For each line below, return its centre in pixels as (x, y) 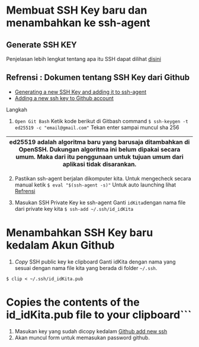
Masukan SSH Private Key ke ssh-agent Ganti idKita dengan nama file (100, 203)
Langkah (17, 110)
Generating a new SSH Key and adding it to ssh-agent (81, 92)
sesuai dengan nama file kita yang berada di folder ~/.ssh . (86, 268)
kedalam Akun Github (60, 245)
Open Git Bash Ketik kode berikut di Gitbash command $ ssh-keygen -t (101, 121)
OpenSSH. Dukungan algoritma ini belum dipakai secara (99, 149)
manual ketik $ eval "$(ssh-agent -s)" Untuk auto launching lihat (95, 185)
